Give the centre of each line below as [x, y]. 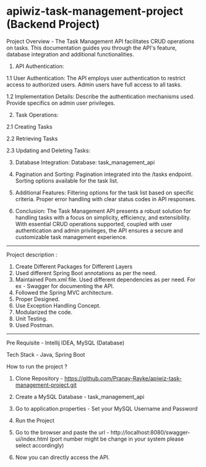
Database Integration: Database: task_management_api [85, 162]
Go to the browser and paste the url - [62, 432]
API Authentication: [40, 66]
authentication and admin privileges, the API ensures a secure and [99, 230]
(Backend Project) [53, 24]
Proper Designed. [37, 299]
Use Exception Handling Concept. [58, 305]
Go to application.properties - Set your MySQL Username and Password [106, 408]
